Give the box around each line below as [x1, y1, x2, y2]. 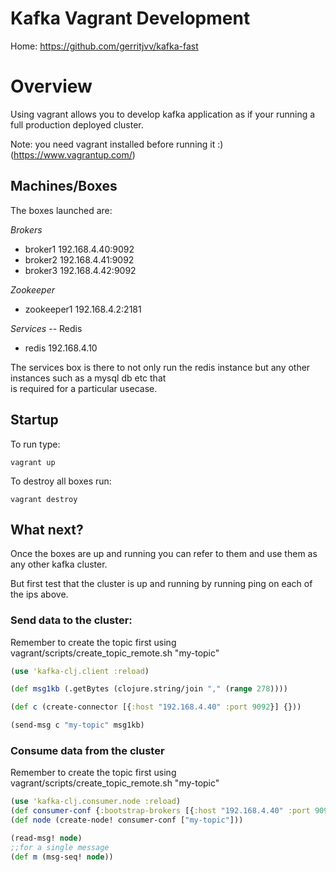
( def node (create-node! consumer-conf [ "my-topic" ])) [10, 815, 244, 826]
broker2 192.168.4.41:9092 [24, 253, 135, 266]
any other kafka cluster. [10, 558, 108, 571]
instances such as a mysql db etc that [10, 372, 167, 384]
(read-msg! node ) [10, 833, 83, 844]
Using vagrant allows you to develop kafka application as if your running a [10, 108, 316, 120]
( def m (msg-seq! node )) [10, 852, 114, 862]
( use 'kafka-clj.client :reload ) [10, 666, 150, 676]
